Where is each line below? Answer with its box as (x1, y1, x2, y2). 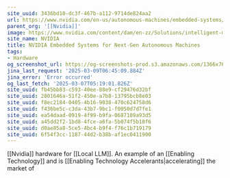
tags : (7, 49, 23, 55)
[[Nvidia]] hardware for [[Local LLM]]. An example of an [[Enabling (7, 150, 195, 158)
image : (7, 29, 26, 36)
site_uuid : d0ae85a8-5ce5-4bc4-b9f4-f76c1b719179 (7, 125, 152, 131)
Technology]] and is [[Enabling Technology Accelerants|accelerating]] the (7, 157, 216, 165)
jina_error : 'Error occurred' (7, 73, 94, 81)
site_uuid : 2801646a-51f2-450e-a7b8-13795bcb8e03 (7, 93, 152, 100)
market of (7, 164, 35, 173)
